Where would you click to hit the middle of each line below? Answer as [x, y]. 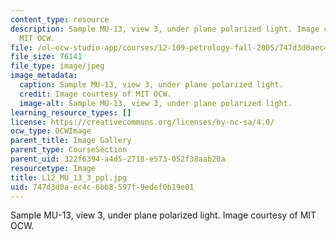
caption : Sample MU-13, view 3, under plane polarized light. [151, 85]
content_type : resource [60, 19]
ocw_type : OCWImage [51, 131]
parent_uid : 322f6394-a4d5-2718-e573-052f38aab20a [118, 159]
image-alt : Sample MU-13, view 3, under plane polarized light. [156, 103]
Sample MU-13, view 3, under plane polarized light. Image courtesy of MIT [163, 215]
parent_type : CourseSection [69, 150]
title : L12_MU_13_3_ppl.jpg [69, 177]
